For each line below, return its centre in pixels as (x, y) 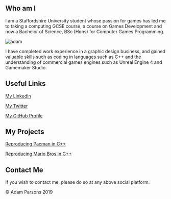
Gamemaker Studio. (26, 67)
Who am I (20, 8)
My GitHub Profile (24, 116)
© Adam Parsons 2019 (29, 192)
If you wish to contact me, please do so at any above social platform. (78, 182)
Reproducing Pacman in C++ (36, 144)
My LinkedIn (18, 96)
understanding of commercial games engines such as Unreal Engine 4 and (84, 62)
